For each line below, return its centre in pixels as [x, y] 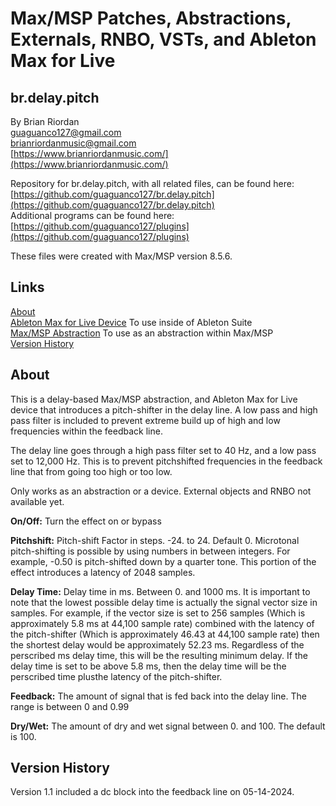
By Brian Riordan [45, 121]
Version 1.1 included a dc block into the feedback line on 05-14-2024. [152, 792]
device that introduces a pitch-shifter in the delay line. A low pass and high [164, 409]
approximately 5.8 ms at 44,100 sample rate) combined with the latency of [162, 623]
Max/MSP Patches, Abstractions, [151, 18]
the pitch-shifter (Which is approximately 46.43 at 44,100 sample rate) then [165, 634]
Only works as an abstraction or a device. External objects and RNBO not [161, 491]
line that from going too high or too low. [91, 471]
